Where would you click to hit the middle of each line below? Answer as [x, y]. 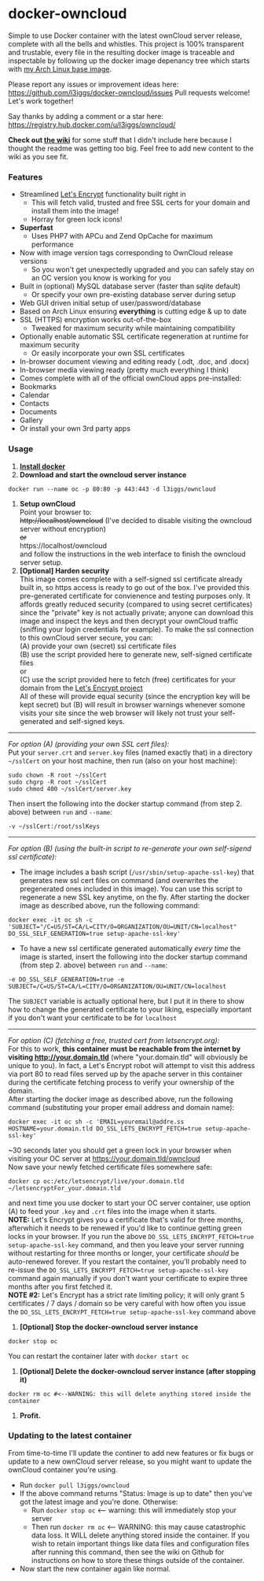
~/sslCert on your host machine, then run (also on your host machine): [123, 760]
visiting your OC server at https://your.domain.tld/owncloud [104, 1158]
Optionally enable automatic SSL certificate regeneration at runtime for [134, 336]
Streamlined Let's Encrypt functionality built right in [103, 195]
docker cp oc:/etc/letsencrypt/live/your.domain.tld [96, 1181]
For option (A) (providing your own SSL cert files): [89, 744]
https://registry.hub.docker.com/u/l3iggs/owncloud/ [92, 124]
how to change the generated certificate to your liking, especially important [130, 1009]
